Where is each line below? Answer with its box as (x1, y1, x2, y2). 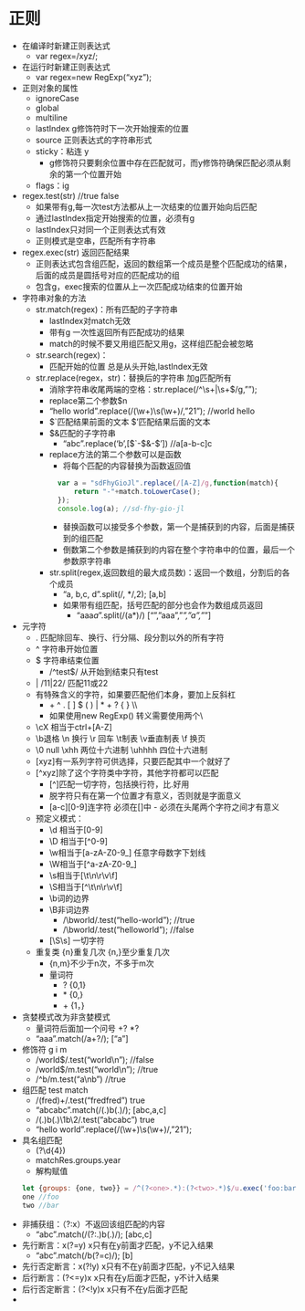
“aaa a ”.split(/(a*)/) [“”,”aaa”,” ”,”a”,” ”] (76, 610, 212, 621)
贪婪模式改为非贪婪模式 (21, 1012, 110, 1023)
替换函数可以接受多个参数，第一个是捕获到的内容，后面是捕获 (62, 521, 296, 532)
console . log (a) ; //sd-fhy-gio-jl (57, 504, 184, 513)
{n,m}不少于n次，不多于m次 (48, 958, 154, 969)
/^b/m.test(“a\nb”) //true (35, 1074, 127, 1085)
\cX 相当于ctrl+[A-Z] (35, 722, 113, 733)
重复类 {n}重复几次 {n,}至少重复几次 (35, 947, 170, 958)
